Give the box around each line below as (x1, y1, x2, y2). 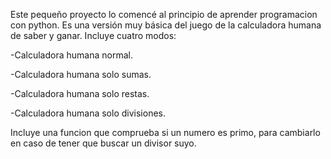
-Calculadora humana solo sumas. (10, 69, 152, 80)
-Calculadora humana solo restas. (10, 88, 150, 99)
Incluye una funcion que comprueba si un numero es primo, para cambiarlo (10, 127, 321, 138)
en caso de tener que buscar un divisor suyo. (10, 137, 197, 149)
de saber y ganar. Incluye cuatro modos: (10, 30, 177, 41)
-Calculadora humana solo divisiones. (10, 107, 166, 119)
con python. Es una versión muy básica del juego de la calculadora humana (10, 19, 322, 31)
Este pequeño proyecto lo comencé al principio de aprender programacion (10, 9, 318, 20)
